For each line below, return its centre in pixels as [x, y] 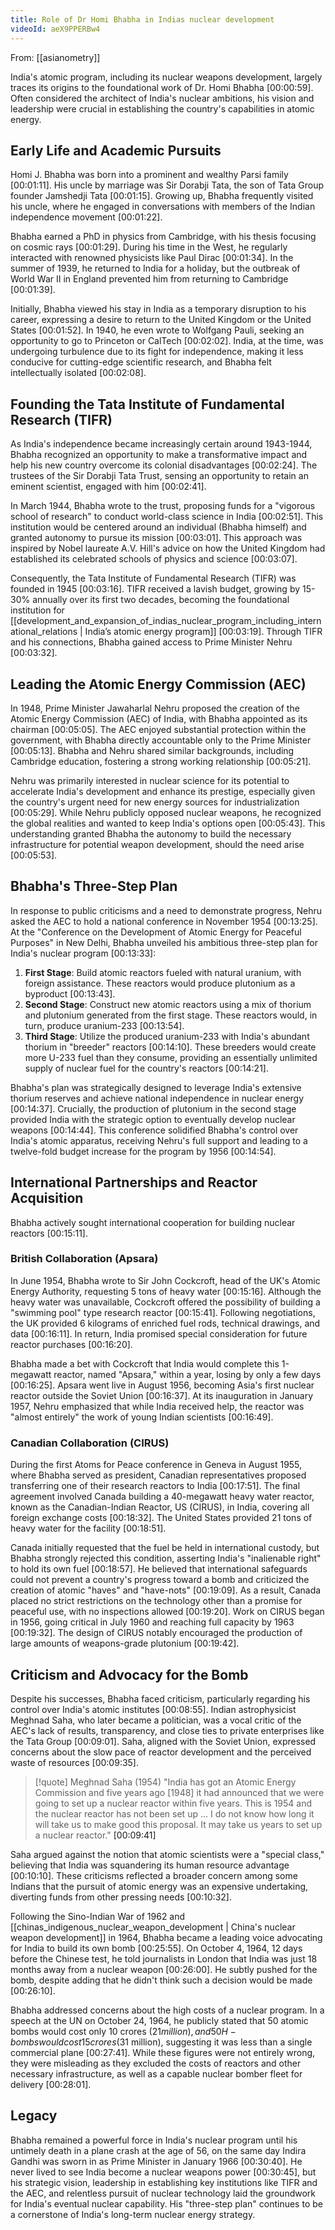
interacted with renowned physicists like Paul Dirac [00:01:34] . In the [152, 258]
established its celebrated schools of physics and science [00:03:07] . [154, 559]
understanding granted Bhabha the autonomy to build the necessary [151, 833]
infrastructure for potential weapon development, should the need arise [157, 844]
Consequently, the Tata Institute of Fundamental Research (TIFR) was [153, 578]
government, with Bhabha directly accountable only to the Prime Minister [161, 740]
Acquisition [47, 1198]
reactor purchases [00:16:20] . [71, 1344]
